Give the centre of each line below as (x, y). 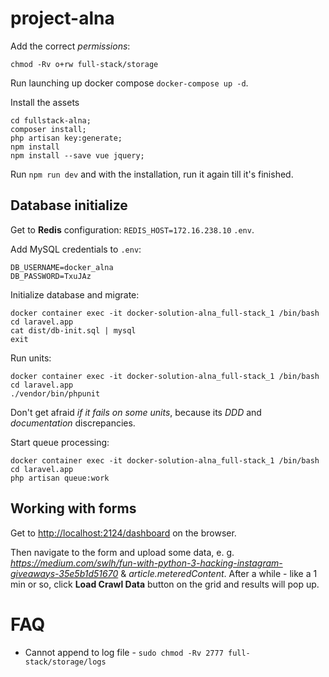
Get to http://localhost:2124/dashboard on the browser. (123, 533)
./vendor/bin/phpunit (55, 393)
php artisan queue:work (60, 478)
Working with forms (73, 508)
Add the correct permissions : (70, 46)
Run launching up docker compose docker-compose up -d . (129, 83)
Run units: (31, 358)
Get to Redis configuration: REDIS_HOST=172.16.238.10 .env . (132, 229)
